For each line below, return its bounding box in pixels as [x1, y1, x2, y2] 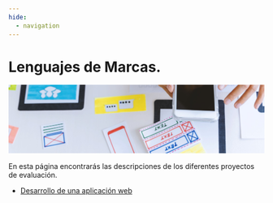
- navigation [15, 21, 60, 30]
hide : [8, 13, 27, 21]
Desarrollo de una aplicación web [19, 185, 132, 195]
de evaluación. [8, 170, 58, 179]
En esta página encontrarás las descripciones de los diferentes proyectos [8, 161, 254, 171]
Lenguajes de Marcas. [8, 58, 161, 76]
